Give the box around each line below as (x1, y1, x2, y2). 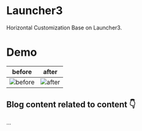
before (12, 67, 32, 76)
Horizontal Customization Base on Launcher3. (6, 24, 122, 31)
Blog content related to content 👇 (6, 99, 136, 110)
